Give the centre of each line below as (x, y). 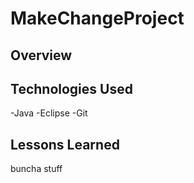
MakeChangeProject (97, 18)
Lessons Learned (65, 144)
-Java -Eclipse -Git (49, 113)
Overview (41, 55)
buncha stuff (36, 169)
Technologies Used (71, 88)
